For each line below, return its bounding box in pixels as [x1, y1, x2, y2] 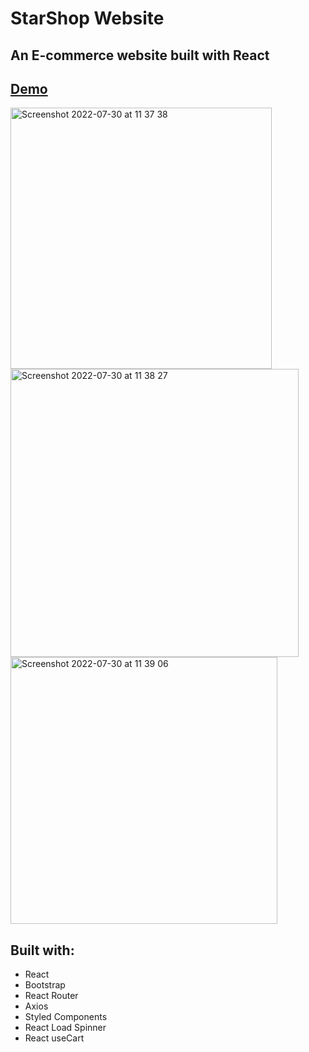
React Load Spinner [24, 1022, 107, 1034]
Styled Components [24, 1011, 108, 1023]
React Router [24, 990, 79, 1002]
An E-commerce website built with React [10, 47, 270, 64]
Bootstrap [24, 979, 66, 991]
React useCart [24, 1032, 85, 1044]
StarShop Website [10, 7, 165, 30]
